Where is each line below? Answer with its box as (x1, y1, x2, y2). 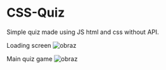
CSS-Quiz (6, 5, 66, 21)
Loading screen (6, 41, 52, 49)
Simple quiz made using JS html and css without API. (6, 28, 160, 36)
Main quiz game (6, 54, 53, 63)
